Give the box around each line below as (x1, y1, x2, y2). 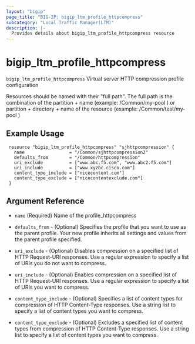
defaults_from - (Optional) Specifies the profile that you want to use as (14, 223, 187, 230)
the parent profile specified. (14, 236, 82, 243)
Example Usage (6, 129, 65, 139)
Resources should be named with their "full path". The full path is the (6, 93, 173, 100)
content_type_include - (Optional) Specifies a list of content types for (14, 295, 183, 302)
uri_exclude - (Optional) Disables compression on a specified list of (14, 247, 179, 254)
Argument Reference (6, 196, 85, 206)
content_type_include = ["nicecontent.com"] (14, 170, 125, 176)
